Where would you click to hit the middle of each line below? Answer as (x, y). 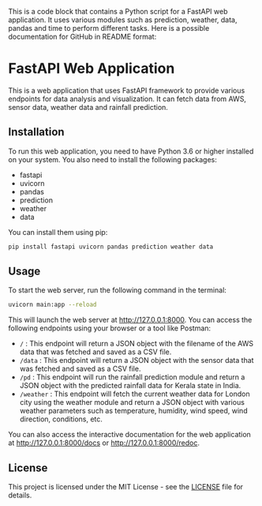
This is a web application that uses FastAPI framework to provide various (127, 90)
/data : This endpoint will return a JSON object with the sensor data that (137, 361)
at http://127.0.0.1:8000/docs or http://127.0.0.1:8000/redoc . (104, 443)
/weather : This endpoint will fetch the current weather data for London (135, 394)
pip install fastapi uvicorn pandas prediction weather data (111, 247)
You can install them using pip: (58, 232)
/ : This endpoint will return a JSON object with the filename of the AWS (137, 344)
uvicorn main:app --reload (52, 305)
